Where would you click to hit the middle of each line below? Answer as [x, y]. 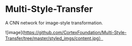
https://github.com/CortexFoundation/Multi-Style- [75, 32]
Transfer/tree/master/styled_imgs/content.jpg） [54, 38]
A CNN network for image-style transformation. [54, 23]
